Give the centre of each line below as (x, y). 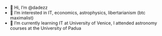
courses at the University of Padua (45, 28)
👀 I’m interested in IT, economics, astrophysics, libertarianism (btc (78, 13)
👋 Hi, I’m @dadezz (29, 8)
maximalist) (22, 18)
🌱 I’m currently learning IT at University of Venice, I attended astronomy (83, 23)
